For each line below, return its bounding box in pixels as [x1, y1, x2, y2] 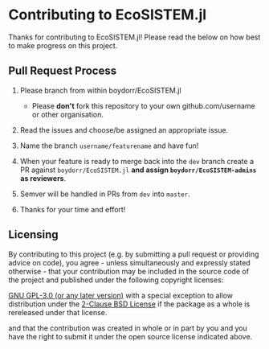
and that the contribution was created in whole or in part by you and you [8, 323, 247, 333]
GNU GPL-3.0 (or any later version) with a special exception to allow [8, 290, 234, 300]
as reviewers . [19, 173, 67, 183]
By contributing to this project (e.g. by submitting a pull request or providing [8, 249, 259, 259]
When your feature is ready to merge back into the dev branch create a [19, 156, 255, 166]
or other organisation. [31, 109, 104, 119]
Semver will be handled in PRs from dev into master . [19, 189, 190, 199]
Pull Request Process [8, 64, 117, 78]
